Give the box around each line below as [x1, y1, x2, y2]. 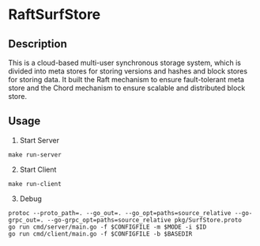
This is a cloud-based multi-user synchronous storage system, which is [8, 58, 242, 67]
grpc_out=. [8, 216, 44, 224]
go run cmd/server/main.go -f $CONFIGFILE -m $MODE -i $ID [8, 223, 207, 231]
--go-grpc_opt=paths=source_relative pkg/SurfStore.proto [47, 216, 243, 224]
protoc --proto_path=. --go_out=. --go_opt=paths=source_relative [8, 209, 232, 217]
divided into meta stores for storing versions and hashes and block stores [8, 66, 247, 76]
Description [8, 37, 67, 51]
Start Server [19, 135, 59, 145]
